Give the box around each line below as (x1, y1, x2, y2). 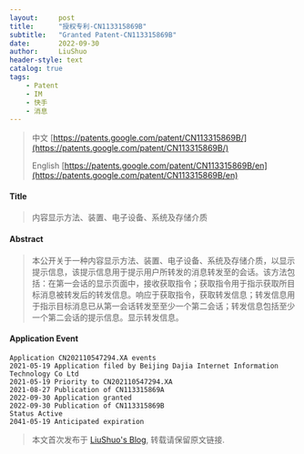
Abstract (9, 234, 44, 245)
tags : (9, 73, 30, 82)
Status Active (9, 409, 64, 419)
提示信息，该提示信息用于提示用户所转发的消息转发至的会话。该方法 (31, 266, 288, 277)
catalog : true (9, 65, 64, 74)
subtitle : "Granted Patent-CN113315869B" (9, 30, 177, 39)
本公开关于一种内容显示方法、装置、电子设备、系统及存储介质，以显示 (31, 255, 296, 266)
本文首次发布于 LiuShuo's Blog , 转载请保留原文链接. (31, 434, 226, 445)
